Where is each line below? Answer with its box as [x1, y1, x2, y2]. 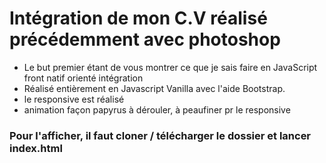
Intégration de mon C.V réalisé [9, 7, 268, 30]
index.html [9, 141, 63, 155]
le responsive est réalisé [23, 93, 125, 105]
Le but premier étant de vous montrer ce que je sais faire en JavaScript [23, 61, 318, 73]
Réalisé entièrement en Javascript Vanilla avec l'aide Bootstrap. [23, 82, 286, 94]
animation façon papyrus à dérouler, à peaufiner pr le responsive [23, 103, 291, 116]
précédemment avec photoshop [9, 28, 281, 51]
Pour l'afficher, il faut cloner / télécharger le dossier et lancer [9, 128, 312, 142]
